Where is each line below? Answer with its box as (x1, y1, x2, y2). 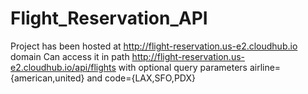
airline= (249, 61, 282, 73)
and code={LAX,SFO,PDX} (86, 72, 196, 84)
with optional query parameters (118, 61, 248, 73)
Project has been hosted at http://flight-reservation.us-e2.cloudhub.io (10, 40, 298, 52)
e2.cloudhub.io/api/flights (10, 61, 117, 73)
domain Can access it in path (10, 50, 130, 62)
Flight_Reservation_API (10, 7, 208, 30)
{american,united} (10, 72, 85, 84)
